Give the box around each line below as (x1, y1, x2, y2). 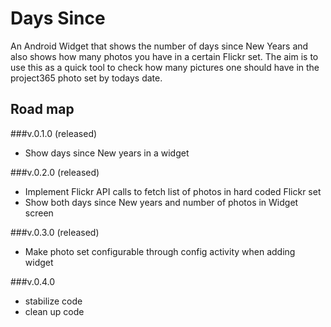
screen (24, 207, 54, 219)
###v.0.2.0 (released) (10, 166, 100, 178)
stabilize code (24, 295, 83, 307)
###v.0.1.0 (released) (10, 127, 98, 139)
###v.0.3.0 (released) (10, 226, 100, 238)
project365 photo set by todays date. (10, 72, 163, 84)
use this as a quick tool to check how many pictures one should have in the (10, 61, 320, 73)
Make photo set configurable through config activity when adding (24, 245, 296, 257)
